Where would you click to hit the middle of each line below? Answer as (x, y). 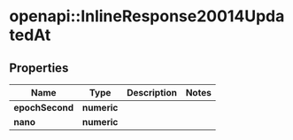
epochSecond (44, 108)
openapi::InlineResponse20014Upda (147, 16)
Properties (39, 68)
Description (152, 93)
